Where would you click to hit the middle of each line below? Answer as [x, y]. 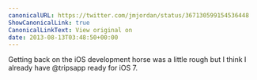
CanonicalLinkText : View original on [70, 30]
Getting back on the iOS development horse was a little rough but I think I [127, 60]
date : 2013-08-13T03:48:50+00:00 [63, 37]
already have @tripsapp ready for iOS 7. [73, 68]
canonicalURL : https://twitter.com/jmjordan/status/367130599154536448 [128, 15]
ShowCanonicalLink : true [49, 23]
